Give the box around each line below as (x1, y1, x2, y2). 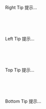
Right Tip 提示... (5, 4, 37, 10)
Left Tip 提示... (5, 36, 35, 41)
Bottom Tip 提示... (5, 98, 42, 104)
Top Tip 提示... (5, 67, 35, 73)
